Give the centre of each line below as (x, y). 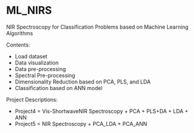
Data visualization (37, 63)
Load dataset (31, 56)
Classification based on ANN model (58, 88)
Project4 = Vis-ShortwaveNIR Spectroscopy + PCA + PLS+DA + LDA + (101, 111)
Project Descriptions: (32, 100)
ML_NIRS (29, 10)
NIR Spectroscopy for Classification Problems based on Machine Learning (97, 27)
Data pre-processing (40, 69)
